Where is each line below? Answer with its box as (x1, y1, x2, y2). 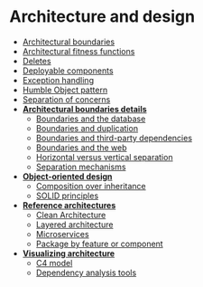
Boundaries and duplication (35, 122, 138, 133)
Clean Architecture (35, 209, 106, 220)
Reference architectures (22, 199, 116, 210)
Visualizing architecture (22, 247, 115, 259)
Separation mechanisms (35, 161, 126, 172)
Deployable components (22, 65, 115, 76)
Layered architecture (35, 219, 114, 230)
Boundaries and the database (35, 113, 146, 124)
